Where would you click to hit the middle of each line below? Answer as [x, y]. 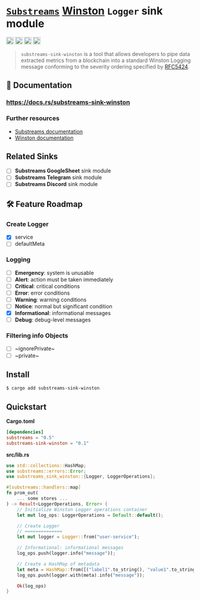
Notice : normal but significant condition [64, 306]
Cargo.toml [21, 421]
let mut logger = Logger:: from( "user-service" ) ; [78, 537]
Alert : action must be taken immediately [64, 279]
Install [18, 374]
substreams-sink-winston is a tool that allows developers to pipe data [105, 54]
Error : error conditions [42, 293]
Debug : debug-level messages [53, 320]
